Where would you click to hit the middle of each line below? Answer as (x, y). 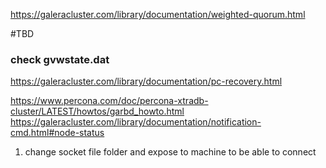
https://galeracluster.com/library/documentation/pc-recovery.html (146, 81)
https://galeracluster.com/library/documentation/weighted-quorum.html (158, 14)
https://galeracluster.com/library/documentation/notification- (136, 122)
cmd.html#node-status (57, 133)
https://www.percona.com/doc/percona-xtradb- (109, 101)
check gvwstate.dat (60, 59)
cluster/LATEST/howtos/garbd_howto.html (97, 111)
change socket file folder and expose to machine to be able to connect (170, 152)
